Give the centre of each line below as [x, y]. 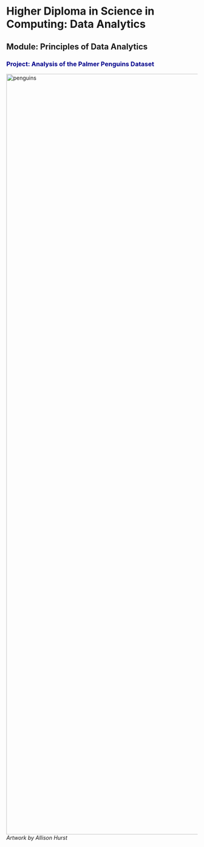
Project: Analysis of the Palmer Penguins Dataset [80, 64]
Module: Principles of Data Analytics [77, 47]
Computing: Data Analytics [76, 24]
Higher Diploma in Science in [80, 11]
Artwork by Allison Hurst [37, 837]
